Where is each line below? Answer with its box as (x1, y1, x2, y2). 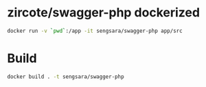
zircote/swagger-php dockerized (7, 5, 201, 21)
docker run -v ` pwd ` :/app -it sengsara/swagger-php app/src (7, 27, 183, 34)
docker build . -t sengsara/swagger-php (7, 73, 125, 80)
